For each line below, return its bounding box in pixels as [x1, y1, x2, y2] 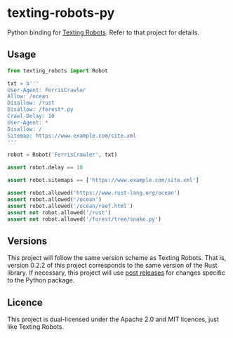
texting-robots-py [7, 5, 115, 21]
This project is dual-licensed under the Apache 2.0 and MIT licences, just [7, 315, 220, 323]
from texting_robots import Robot [7, 67, 109, 74]
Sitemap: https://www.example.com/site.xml [7, 132, 137, 139]
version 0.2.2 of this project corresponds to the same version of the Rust [7, 261, 218, 270]
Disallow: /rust [7, 100, 55, 107]
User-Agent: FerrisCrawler [7, 86, 86, 93]
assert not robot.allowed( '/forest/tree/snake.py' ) [7, 216, 161, 223]
